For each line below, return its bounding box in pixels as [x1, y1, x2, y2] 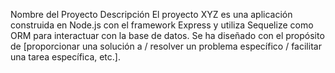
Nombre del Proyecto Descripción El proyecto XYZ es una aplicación [10, 9, 293, 20]
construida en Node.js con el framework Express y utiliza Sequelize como [10, 19, 314, 31]
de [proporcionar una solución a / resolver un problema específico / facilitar [10, 40, 322, 52]
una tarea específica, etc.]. [10, 51, 121, 63]
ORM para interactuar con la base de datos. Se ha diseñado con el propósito [10, 30, 325, 41]
